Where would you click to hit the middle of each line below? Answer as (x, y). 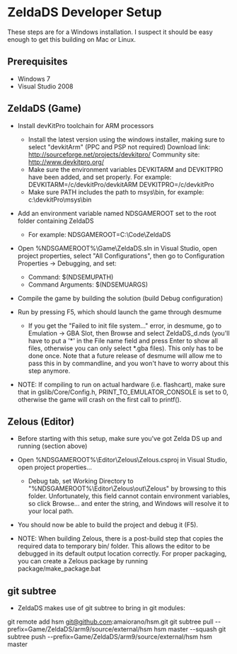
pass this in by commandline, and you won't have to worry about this (128, 363)
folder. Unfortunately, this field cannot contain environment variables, (129, 496)
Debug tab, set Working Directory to (81, 481)
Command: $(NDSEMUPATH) (71, 277)
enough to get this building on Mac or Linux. (72, 39)
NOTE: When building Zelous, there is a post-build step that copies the (120, 539)
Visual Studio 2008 (45, 86)
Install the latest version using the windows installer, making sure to (126, 139)
